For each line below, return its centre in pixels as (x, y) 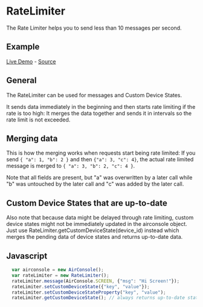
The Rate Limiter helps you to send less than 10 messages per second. (94, 28)
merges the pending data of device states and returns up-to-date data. (95, 237)
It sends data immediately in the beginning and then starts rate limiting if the (101, 106)
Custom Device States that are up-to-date (87, 203)
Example (23, 47)
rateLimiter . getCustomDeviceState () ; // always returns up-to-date (98, 298)
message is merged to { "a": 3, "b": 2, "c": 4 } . (71, 166)
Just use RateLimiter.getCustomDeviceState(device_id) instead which (93, 230)
